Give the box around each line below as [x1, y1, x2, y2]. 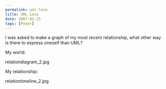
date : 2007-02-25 [5, 16, 41, 21]
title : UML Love [5, 12, 39, 17]
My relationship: [5, 69, 38, 75]
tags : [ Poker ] [5, 21, 35, 26]
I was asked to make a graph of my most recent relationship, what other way [5, 35, 161, 41]
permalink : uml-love [5, 7, 48, 12]
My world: [5, 49, 26, 55]
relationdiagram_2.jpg [5, 59, 50, 65]
